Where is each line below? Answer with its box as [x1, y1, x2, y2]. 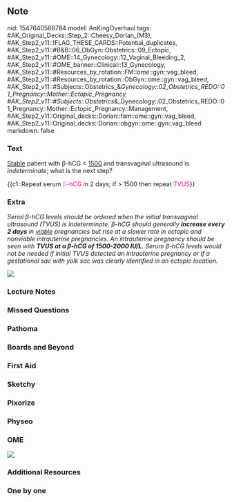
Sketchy [7, 379, 36, 389]
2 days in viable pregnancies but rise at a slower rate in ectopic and [7, 228, 202, 236]
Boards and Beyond [7, 343, 75, 352]
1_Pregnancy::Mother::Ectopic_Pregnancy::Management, [7, 104, 168, 112]
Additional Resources [7, 468, 81, 476]
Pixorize [7, 398, 36, 408]
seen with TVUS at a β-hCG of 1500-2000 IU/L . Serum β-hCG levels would [7, 242, 222, 250]
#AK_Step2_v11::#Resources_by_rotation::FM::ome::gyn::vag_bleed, [7, 68, 199, 76]
